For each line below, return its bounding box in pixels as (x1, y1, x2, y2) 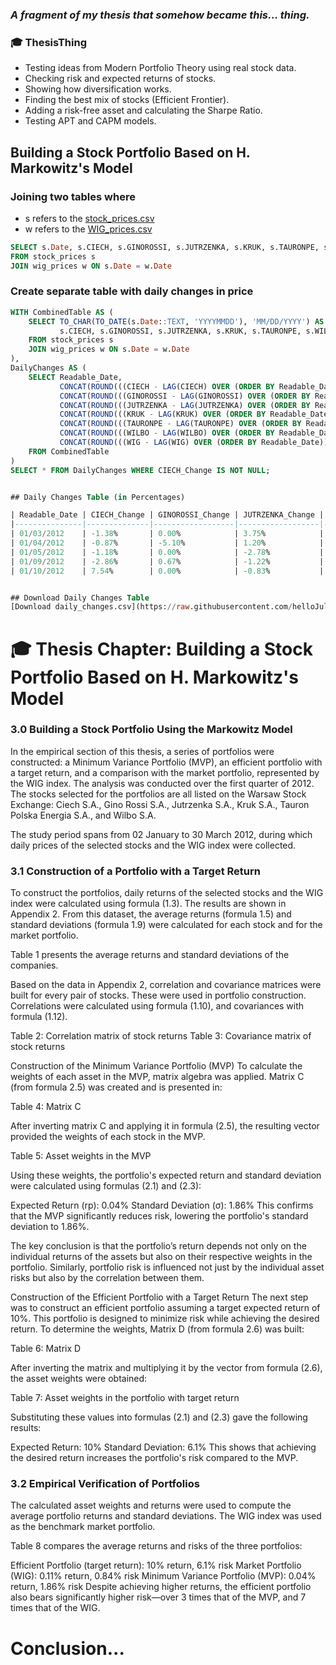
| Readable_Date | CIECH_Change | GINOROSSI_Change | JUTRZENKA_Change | (10, 510, 325, 520)
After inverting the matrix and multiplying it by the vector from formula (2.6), (10, 1362, 323, 1374)
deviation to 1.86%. (10, 1221, 90, 1233)
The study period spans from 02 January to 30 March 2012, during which (10, 828, 313, 840)
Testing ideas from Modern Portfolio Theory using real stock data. (24, 62, 297, 74)
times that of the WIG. (10, 1602, 101, 1614)
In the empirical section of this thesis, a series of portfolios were (10, 745, 275, 757)
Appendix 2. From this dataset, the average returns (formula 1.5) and (10, 908, 292, 920)
